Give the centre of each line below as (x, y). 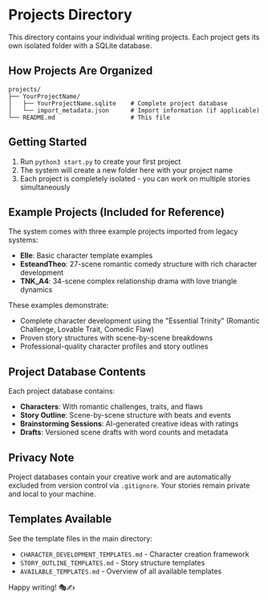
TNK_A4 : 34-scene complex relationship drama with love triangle (128, 281)
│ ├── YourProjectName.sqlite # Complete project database (118, 103)
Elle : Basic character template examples (86, 255)
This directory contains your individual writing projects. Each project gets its (134, 37)
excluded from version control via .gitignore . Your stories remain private (129, 485)
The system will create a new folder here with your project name (126, 169)
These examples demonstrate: (59, 305)
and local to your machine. (52, 494)
